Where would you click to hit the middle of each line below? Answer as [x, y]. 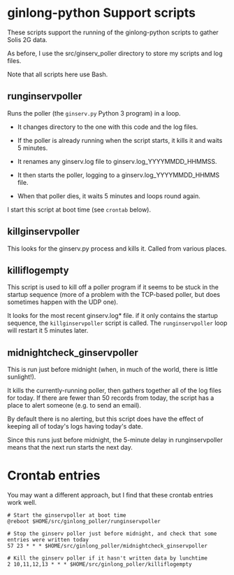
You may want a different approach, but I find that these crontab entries [110, 495]
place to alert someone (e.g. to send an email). [74, 406]
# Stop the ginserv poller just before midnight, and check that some [112, 534]
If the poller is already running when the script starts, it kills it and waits [120, 140]
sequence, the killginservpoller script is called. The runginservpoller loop [117, 323]
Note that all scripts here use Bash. [58, 74]
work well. [22, 503]
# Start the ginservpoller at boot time [67, 515]
